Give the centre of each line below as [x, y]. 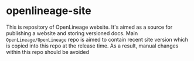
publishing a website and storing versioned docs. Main [72, 33]
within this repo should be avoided [48, 52]
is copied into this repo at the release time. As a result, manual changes [92, 46]
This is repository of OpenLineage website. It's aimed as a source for [89, 27]
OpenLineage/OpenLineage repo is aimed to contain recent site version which [97, 39]
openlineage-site [49, 11]
